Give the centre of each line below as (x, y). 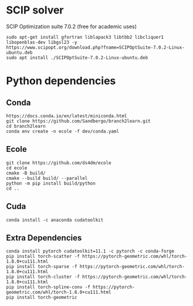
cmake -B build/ (26, 173)
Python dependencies (61, 81)
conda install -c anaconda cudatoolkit (55, 220)
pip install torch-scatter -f (43, 256)
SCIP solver (35, 10)
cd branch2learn (26, 126)
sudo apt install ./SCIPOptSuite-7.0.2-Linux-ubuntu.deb (77, 57)
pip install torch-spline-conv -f (48, 287)
